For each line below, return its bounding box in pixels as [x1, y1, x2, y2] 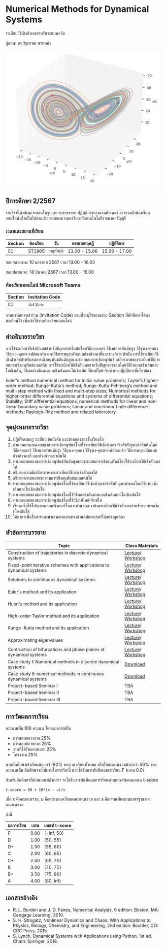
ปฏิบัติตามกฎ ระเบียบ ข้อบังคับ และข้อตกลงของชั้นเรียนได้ [12, 436, 104, 442]
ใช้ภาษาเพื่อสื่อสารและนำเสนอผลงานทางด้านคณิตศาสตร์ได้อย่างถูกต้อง [12, 514, 125, 520]
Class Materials [125, 543, 158, 549]
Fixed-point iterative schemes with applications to [7, 562, 110, 568]
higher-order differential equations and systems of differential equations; [5, 393, 153, 399]
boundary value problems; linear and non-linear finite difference [18, 403, 148, 409]
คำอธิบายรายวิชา [5, 332, 45, 341]
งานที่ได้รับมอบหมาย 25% [12, 746, 56, 752]
